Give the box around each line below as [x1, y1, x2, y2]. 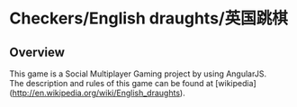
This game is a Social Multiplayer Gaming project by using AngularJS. [9, 68, 267, 79]
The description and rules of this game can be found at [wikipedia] [9, 78, 256, 88]
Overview [9, 44, 66, 59]
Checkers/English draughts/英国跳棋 [9, 8, 288, 29]
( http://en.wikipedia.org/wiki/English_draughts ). [9, 87, 186, 98]
